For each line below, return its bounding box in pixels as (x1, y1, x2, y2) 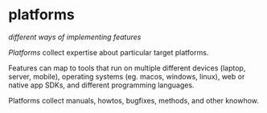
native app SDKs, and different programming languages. (8, 80, 195, 90)
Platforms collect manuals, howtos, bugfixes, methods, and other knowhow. (8, 95, 260, 105)
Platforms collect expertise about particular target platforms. (8, 47, 209, 57)
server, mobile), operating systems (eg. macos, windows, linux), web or (8, 71, 245, 81)
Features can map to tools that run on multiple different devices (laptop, (8, 63, 246, 73)
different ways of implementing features (8, 32, 142, 42)
